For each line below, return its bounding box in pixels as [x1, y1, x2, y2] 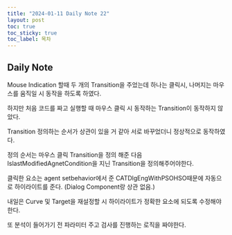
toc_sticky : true [7, 29, 57, 37]
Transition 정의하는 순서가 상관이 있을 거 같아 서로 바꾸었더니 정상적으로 [7, 127, 202, 135]
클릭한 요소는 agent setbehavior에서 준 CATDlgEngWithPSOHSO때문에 [7, 173, 204, 182]
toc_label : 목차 [7, 36, 51, 43]
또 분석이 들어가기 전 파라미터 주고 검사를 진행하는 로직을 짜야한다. [7, 220, 186, 229]
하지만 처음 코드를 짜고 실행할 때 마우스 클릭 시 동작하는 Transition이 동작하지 [7, 104, 216, 112]
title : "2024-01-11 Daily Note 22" [7, 10, 110, 17]
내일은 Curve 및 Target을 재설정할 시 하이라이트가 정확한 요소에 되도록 [7, 197, 198, 205]
